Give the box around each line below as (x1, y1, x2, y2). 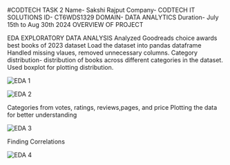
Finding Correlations (7, 137, 66, 146)
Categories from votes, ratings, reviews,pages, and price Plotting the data (7, 104, 218, 111)
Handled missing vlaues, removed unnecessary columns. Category (7, 48, 198, 57)
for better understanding (7, 110, 77, 119)
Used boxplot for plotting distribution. (7, 64, 114, 71)
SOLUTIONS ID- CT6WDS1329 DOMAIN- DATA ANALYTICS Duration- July (7, 13, 219, 21)
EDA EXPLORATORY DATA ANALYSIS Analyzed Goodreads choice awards (7, 34, 218, 42)
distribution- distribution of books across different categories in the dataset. (7, 56, 223, 64)
